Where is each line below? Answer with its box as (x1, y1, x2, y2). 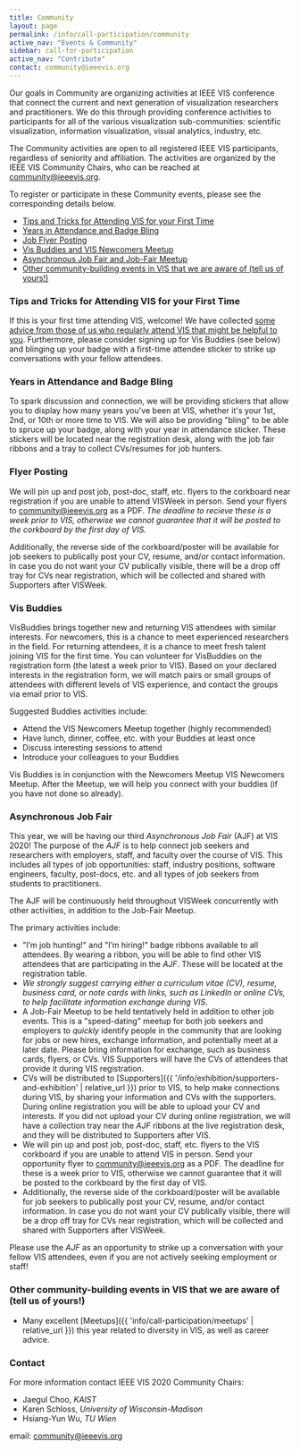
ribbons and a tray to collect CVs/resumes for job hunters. (9, 444, 223, 454)
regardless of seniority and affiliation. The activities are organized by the (9, 152, 276, 163)
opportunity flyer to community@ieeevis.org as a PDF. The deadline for (21, 1158, 285, 1169)
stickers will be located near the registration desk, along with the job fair (9, 434, 275, 445)
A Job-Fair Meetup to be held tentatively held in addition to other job (21, 1006, 275, 1017)
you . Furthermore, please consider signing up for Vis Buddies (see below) (9, 335, 281, 345)
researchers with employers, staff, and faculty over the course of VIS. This (9, 850, 283, 861)
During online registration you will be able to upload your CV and (21, 1101, 261, 1112)
